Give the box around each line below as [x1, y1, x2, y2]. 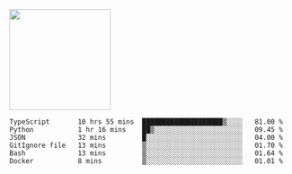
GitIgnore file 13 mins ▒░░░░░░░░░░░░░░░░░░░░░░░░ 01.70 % [9, 141, 283, 150]
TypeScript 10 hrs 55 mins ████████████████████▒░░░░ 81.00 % [9, 117, 283, 126]
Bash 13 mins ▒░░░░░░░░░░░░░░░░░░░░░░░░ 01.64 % [9, 149, 283, 158]
